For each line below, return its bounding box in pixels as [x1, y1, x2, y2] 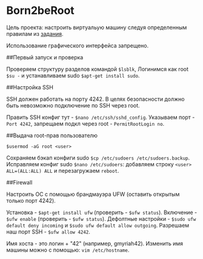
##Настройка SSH [6, 83, 53, 91]
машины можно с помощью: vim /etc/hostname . [6, 246, 130, 254]
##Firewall [6, 178, 33, 186]
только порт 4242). [6, 197, 56, 204]
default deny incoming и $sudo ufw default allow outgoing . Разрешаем [6, 221, 190, 229]
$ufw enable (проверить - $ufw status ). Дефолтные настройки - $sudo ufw [6, 215, 196, 222]
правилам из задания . [6, 30, 64, 37]
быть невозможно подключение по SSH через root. [6, 101, 141, 109]
